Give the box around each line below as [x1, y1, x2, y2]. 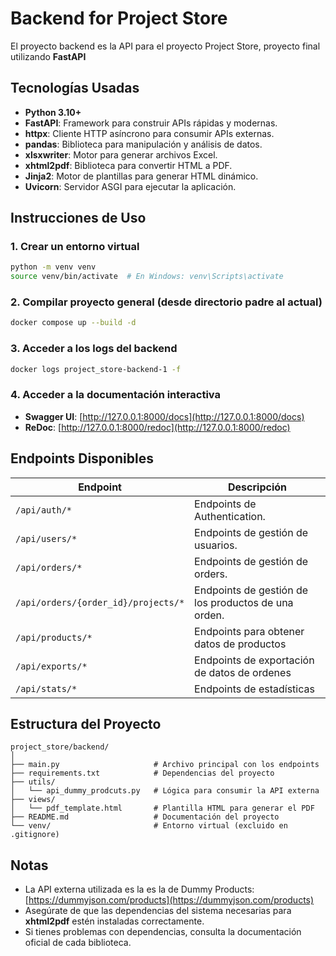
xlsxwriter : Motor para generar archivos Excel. [24, 148, 218, 161]
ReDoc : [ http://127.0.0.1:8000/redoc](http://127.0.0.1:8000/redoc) [24, 421, 291, 433]
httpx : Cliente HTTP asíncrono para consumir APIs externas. [24, 127, 275, 139]
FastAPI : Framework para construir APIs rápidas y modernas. [24, 117, 278, 129]
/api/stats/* [15, 683, 78, 694]
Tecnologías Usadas [10, 80, 140, 97]
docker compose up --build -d [10, 318, 137, 328]
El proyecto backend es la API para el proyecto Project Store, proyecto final [10, 40, 321, 52]
